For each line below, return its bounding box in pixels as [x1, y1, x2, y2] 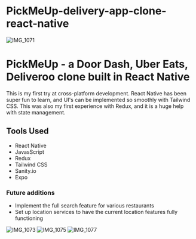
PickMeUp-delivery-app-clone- [6, 4, 167, 18]
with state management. [6, 108, 66, 116]
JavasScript [14, 148, 45, 156]
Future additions [6, 188, 55, 197]
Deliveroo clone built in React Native [6, 70, 190, 84]
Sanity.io [14, 167, 37, 174]
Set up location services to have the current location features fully [14, 208, 178, 215]
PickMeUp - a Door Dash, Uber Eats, [6, 58, 188, 71]
